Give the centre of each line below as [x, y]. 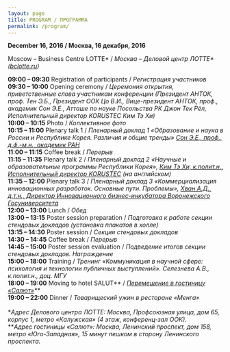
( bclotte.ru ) [24, 66]
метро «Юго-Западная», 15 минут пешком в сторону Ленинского [103, 334]
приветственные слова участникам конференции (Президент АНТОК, [111, 94]
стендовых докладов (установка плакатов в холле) [83, 225]
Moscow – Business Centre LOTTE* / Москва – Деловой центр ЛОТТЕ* [111, 59]
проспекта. [24, 341]
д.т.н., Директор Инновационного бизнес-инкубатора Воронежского [109, 196]
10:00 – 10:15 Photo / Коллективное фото [67, 123]
